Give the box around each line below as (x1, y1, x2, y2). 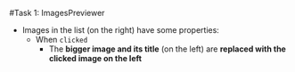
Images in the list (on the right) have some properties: (21, 25, 220, 35)
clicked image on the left (48, 53, 143, 63)
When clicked (35, 35, 88, 44)
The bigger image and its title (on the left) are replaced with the (48, 44, 287, 54)
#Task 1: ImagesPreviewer (9, 8, 105, 18)
